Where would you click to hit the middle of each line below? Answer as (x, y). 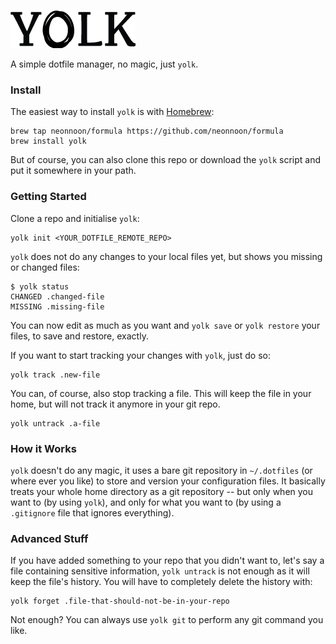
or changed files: (45, 267)
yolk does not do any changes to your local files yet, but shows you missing (166, 256)
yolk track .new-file (55, 375)
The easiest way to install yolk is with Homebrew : (112, 112)
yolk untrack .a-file (55, 423)
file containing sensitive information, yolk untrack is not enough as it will (160, 571)
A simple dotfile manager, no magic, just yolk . (104, 64)
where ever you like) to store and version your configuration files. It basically (168, 481)
